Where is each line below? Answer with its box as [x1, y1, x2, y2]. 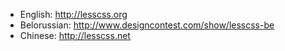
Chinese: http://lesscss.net [19, 30, 131, 41]
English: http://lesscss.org [19, 9, 128, 20]
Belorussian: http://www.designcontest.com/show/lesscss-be [19, 19, 275, 31]
